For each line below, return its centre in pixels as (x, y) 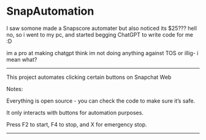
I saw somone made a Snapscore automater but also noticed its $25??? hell (102, 28)
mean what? (22, 59)
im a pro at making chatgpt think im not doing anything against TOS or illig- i (102, 53)
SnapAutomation (50, 11)
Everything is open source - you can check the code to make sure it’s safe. (101, 101)
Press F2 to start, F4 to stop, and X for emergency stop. (77, 124)
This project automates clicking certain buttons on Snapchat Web (89, 77)
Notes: (15, 89)
